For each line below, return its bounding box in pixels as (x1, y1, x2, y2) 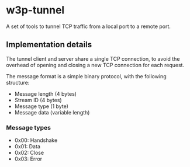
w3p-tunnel (6, 4, 65, 17)
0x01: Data (14, 143, 41, 150)
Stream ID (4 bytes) (14, 96, 63, 103)
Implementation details (6, 40, 92, 50)
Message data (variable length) (14, 109, 90, 116)
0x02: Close (14, 149, 44, 156)
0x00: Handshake (14, 137, 58, 144)
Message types (6, 123, 51, 131)
